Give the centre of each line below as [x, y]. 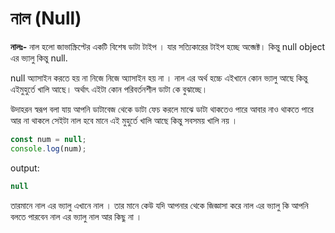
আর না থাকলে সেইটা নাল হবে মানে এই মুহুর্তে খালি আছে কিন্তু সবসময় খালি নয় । [124, 120]
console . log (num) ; [48, 148]
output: [25, 168]
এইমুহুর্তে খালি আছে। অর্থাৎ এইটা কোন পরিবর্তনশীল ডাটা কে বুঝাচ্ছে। [109, 89]
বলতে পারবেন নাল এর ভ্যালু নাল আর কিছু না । [76, 216]
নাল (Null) [46, 18]
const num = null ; [48, 139]
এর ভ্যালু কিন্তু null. [39, 58]
